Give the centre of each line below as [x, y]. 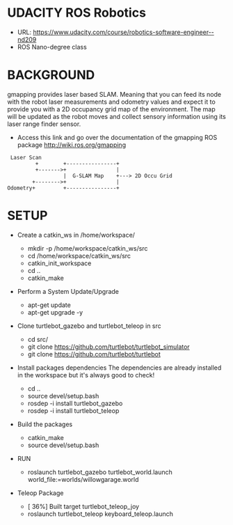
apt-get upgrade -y [55, 312]
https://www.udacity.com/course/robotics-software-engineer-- [123, 32]
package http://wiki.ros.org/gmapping [72, 145]
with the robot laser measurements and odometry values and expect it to [111, 102]
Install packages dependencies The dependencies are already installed [119, 368]
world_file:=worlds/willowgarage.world [83, 479]
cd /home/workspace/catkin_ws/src [79, 256]
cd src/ [38, 339]
